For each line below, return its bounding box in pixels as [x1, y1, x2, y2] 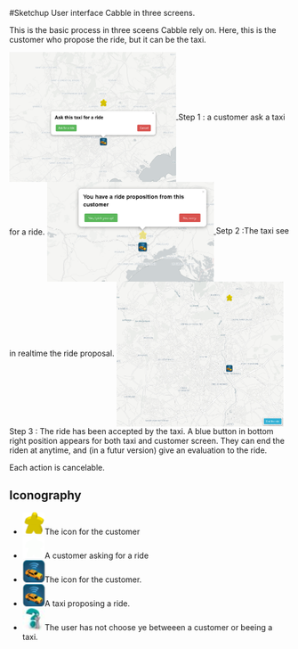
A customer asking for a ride [44, 550, 149, 561]
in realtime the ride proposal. [9, 348, 115, 358]
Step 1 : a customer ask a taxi [177, 111, 286, 123]
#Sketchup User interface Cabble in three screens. [9, 8, 196, 18]
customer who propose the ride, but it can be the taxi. [9, 35, 206, 45]
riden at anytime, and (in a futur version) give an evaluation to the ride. [9, 445, 268, 456]
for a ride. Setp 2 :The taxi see [9, 226, 289, 237]
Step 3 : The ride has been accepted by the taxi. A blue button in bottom [9, 425, 274, 436]
